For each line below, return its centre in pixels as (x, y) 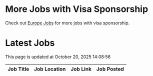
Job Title (18, 69)
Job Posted (110, 69)
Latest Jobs (30, 43)
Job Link (81, 69)
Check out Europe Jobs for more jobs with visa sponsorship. (67, 23)
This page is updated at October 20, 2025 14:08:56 (58, 57)
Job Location (50, 69)
